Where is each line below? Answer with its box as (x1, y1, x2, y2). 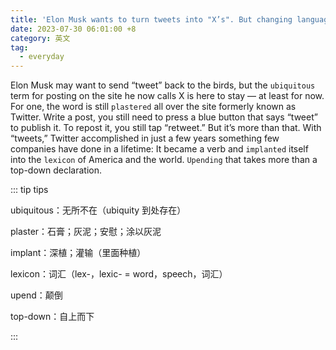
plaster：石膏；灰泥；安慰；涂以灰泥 (10, 226, 162, 238)
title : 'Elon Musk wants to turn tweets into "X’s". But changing (10, 14, 293, 25)
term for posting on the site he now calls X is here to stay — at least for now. (10, 90, 325, 102)
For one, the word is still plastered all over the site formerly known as (10, 101, 297, 113)
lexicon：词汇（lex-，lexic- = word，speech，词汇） (10, 268, 228, 280)
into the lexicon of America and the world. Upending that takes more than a (10, 154, 318, 166)
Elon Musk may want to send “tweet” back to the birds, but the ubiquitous (10, 79, 316, 91)
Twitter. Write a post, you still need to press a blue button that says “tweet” (10, 111, 318, 123)
